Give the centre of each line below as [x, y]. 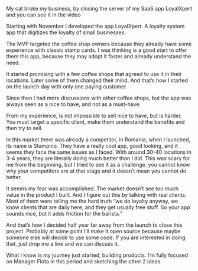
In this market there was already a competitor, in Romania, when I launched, [98, 140]
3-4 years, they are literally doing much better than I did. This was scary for [98, 158]
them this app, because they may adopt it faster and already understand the [99, 56]
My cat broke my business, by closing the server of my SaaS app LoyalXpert [99, 9]
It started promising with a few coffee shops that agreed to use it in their [94, 74]
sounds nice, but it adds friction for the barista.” [64, 214]
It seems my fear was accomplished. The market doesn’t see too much [92, 189]
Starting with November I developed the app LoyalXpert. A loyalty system [95, 26]
